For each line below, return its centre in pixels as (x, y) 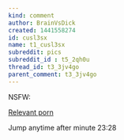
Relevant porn (31, 112)
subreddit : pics (35, 52)
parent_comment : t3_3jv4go (53, 74)
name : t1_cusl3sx (37, 45)
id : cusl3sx (28, 38)
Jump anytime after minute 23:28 (62, 127)
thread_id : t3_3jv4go (44, 67)
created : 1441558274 (42, 30)
